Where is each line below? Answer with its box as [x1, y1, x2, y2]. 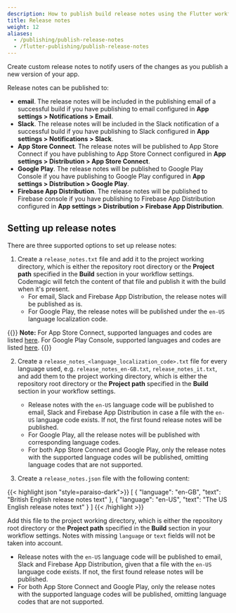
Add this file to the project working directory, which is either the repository [7, 516, 223, 525]
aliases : [7, 30, 33, 37]
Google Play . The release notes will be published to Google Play [17, 165, 204, 173]
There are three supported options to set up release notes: [7, 241, 177, 249]
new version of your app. [7, 70, 80, 78]
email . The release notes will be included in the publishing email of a [17, 97, 216, 106]
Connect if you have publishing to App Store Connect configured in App [17, 149, 226, 158]
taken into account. [7, 538, 63, 547]
